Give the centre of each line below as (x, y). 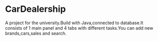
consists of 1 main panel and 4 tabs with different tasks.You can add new (79, 28)
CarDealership (36, 9)
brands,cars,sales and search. (36, 33)
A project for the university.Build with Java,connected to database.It (74, 23)
